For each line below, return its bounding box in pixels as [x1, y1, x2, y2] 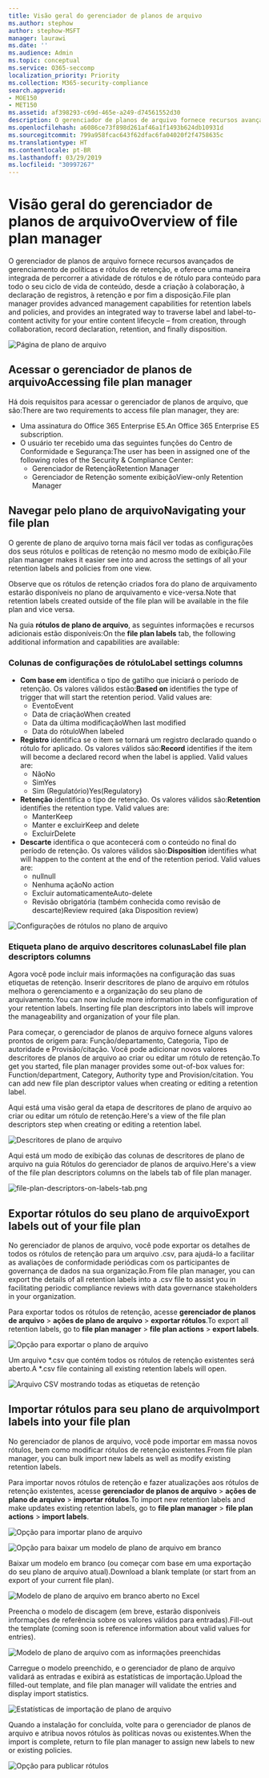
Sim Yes [31, 777, 57, 787]
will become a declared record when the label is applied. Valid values [19, 752, 248, 761]
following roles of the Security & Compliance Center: [19, 455, 194, 465]
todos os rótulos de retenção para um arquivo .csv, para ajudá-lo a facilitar [8, 1249, 255, 1259]
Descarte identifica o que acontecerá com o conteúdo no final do [19, 837, 237, 846]
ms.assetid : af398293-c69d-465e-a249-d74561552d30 [8, 109, 181, 117]
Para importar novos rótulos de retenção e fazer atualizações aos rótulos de [8, 1477, 259, 1487]
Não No [31, 769, 56, 778]
